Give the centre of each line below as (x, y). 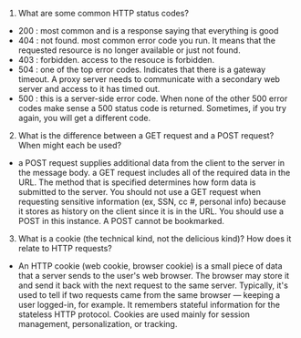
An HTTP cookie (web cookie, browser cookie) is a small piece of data (150, 266)
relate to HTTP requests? (65, 248)
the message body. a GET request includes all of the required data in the (154, 173)
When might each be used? (69, 145)
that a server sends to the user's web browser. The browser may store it (154, 276)
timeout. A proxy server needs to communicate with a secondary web (149, 79)
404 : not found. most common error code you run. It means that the (147, 41)
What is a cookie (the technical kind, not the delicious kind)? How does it (155, 239)
